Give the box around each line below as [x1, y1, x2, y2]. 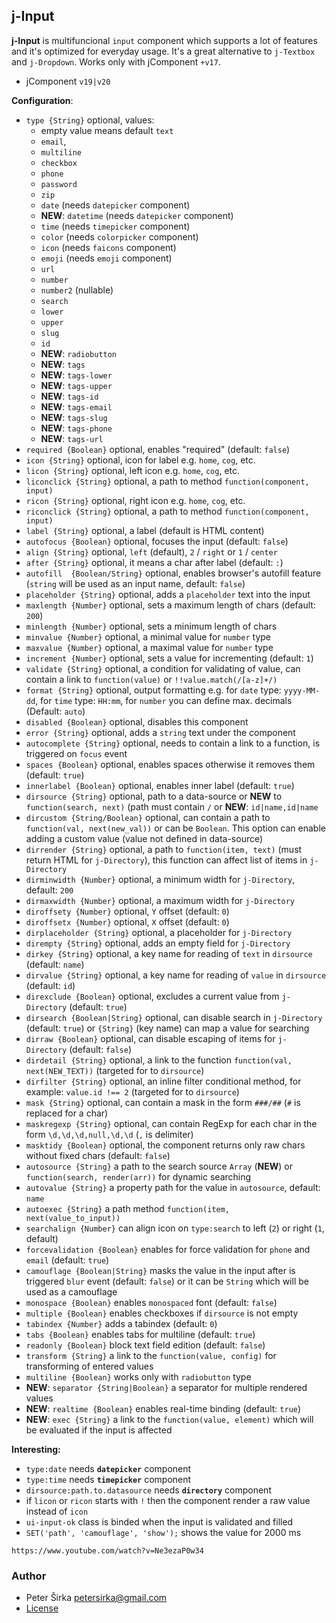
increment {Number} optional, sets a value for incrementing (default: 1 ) [25, 652, 314, 664]
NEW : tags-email [40, 400, 113, 413]
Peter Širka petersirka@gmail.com [25, 1592, 168, 1604]
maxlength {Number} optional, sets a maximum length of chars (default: [25, 599, 316, 611]
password [40, 179, 78, 189]
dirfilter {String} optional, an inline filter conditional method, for [25, 1075, 302, 1087]
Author [11, 1569, 47, 1583]
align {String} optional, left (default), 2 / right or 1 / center [25, 545, 278, 558]
